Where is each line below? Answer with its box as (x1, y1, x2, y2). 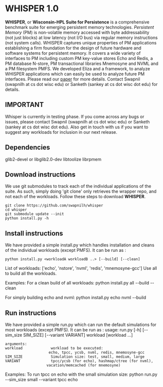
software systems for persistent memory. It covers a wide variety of (5, 50, 141, 56)
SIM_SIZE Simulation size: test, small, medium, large (5, 354, 145, 359)
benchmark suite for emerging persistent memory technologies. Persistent (5, 24, 154, 30)
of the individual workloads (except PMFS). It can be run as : (5, 247, 127, 253)
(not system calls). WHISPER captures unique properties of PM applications (5, 40, 157, 45)
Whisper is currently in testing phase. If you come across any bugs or (5, 113, 145, 120)
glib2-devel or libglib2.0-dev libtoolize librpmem (5, 156, 102, 162)
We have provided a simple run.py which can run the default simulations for (5, 322, 157, 327)
